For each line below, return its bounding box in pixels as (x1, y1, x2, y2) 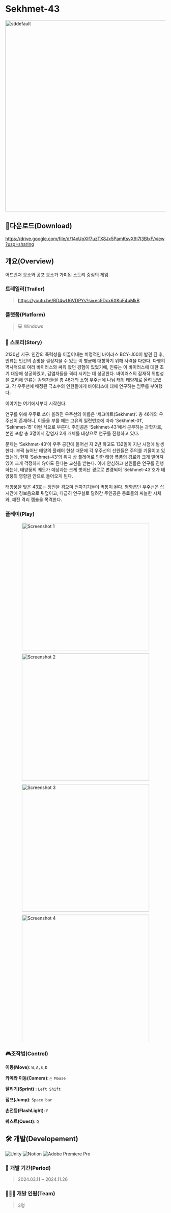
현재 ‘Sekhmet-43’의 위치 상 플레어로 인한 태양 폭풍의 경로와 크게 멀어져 (20, 454, 164, 460)
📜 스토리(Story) (5, 339, 42, 346)
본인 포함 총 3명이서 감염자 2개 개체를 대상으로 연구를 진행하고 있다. (5, 430, 140, 436)
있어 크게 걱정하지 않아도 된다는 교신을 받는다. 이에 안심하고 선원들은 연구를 (5, 460, 155, 466)
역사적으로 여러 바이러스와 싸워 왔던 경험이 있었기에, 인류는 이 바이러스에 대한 (5, 364, 159, 370)
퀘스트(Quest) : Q (5, 1118, 39, 1124)
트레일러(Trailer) (5, 285, 45, 293)
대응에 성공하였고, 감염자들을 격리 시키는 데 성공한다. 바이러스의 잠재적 (10, 371, 151, 377)
